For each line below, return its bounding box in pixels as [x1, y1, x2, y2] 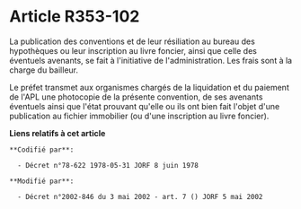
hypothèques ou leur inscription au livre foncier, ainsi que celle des [9, 45, 258, 56]
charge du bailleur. [9, 65, 79, 75]
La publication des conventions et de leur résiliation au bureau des [9, 36, 256, 47]
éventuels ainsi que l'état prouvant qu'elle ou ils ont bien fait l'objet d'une [9, 100, 280, 111]
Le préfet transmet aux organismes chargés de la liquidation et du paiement [9, 82, 289, 92]
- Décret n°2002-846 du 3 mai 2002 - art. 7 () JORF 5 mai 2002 [17, 192, 263, 201]
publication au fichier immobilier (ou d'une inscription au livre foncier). [9, 110, 270, 121]
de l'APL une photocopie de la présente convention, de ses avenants [9, 91, 263, 102]
